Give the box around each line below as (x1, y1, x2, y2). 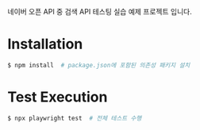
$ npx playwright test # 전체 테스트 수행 (7, 114, 142, 122)
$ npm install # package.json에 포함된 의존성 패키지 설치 (7, 61, 190, 69)
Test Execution (7, 88, 108, 105)
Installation (7, 35, 83, 53)
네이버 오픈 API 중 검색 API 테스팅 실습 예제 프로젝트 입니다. (7, 7, 192, 16)
